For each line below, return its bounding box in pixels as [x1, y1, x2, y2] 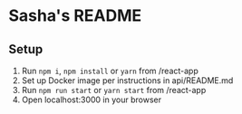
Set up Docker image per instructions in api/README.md [21, 75, 234, 86]
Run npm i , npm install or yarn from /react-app [21, 65, 198, 76]
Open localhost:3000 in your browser [21, 94, 162, 105]
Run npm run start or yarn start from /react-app [21, 85, 207, 95]
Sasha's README [8, 5, 142, 26]
